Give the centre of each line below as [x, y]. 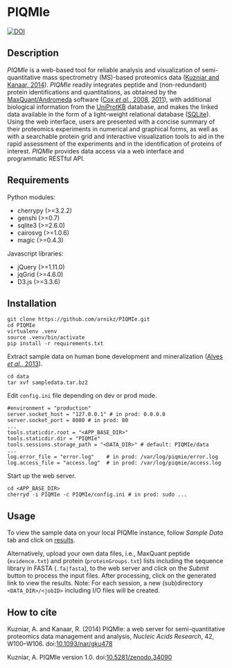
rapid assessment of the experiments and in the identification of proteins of [115, 144]
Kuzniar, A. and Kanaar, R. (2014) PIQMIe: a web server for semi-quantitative [116, 629]
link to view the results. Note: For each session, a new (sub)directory [105, 583]
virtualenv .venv [32, 332]
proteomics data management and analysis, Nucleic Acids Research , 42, [111, 636]
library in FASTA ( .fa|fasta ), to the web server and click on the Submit [108, 568]
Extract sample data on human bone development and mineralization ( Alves [115, 357]
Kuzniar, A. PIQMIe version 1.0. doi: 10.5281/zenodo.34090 [90, 657]
